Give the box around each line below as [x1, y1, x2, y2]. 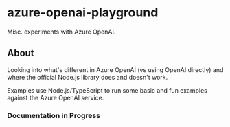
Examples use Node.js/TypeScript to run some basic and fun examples [7, 86, 207, 94]
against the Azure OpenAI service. [7, 93, 104, 102]
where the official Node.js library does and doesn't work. [7, 73, 168, 81]
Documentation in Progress [7, 111, 101, 120]
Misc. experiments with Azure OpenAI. [7, 27, 116, 36]
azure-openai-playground [7, 5, 159, 21]
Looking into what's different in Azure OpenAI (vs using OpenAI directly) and [7, 65, 224, 73]
